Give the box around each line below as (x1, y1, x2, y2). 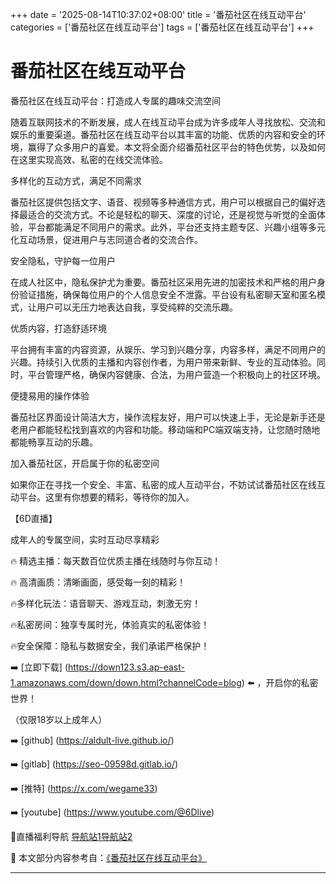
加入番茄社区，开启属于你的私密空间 (10, 457, 160, 469)
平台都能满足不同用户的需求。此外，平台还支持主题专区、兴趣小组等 (27, 221, 308, 233)
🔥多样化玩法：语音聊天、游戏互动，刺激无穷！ (10, 597, 202, 609)
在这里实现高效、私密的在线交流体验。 (10, 153, 168, 165)
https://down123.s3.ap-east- (68, 661, 185, 673)
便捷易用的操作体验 (10, 389, 90, 402)
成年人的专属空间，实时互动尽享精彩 (10, 533, 160, 545)
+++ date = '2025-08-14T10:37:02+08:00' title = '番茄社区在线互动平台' (10, 9, 307, 20)
